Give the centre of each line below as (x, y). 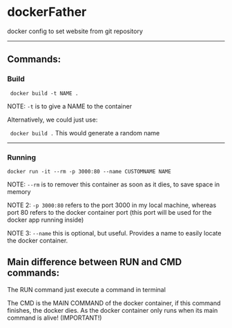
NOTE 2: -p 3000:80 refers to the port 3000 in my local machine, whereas (112, 205)
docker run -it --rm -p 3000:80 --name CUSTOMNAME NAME (89, 171)
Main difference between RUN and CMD (95, 262)
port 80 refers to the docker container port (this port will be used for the (109, 212)
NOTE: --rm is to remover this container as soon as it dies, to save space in (114, 184)
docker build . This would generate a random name (85, 133)
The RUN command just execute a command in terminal (86, 289)
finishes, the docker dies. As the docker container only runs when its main (113, 310)
